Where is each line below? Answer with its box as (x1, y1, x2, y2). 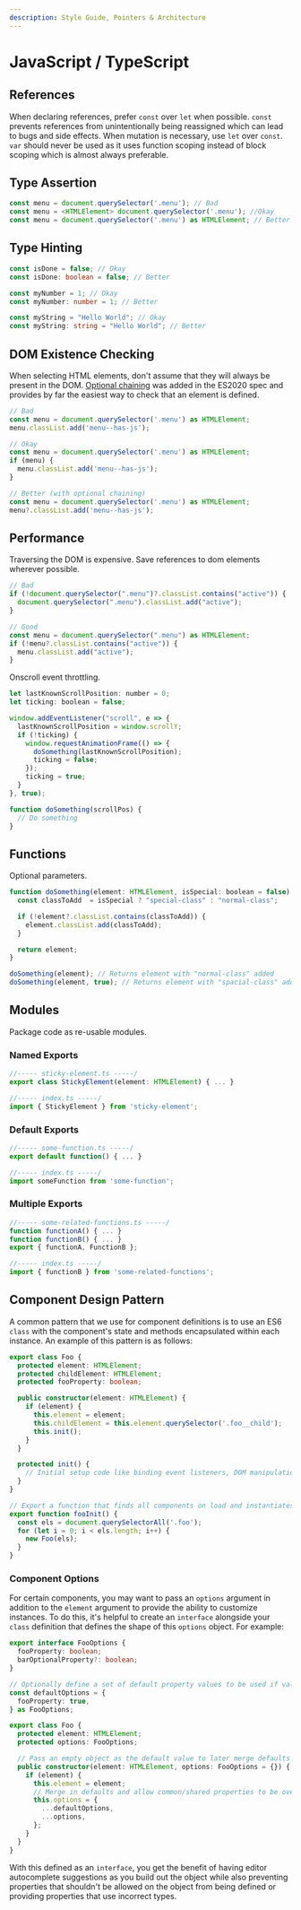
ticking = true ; (25, 772, 87, 781)
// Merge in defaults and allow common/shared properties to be (32, 1787, 279, 1796)
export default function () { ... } (9, 1151, 142, 1161)
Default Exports (9, 1123, 79, 1135)
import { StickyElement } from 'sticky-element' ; (9, 1102, 199, 1111)
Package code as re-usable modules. (9, 1026, 147, 1037)
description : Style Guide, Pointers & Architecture (9, 13, 206, 22)
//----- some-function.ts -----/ (9, 1143, 134, 1152)
